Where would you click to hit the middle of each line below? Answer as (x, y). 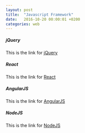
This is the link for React (31, 77)
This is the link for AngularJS (35, 101)
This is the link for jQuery (32, 53)
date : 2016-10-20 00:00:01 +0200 (43, 19)
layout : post (19, 10)
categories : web (23, 24)
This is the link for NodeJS (33, 125)
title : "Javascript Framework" (39, 15)
